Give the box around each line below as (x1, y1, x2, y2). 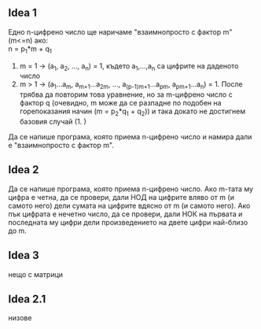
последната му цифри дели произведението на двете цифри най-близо (8, 217, 248, 227)
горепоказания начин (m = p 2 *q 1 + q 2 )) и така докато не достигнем (19, 106, 246, 117)
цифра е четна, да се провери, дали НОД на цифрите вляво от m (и (8, 192, 234, 201)
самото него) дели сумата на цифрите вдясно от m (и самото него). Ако (8, 201, 251, 210)
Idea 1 (8, 6, 38, 20)
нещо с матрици (8, 269, 64, 279)
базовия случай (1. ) (19, 117, 86, 126)
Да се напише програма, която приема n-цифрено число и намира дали (8, 132, 252, 141)
